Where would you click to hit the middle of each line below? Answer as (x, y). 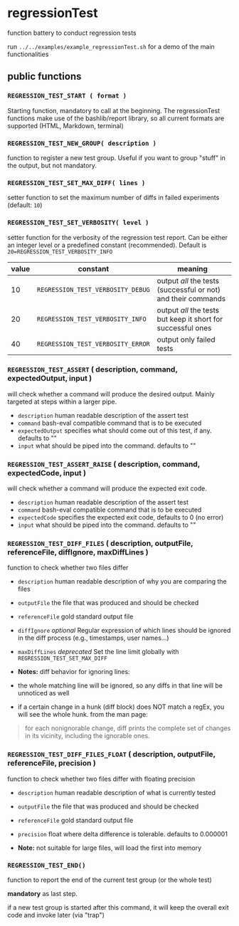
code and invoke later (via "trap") (56, 915)
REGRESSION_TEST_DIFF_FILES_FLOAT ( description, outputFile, (111, 754)
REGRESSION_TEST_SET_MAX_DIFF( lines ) (76, 183)
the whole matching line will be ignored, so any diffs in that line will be (120, 685)
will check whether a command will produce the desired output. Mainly (111, 394)
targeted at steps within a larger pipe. (62, 401)
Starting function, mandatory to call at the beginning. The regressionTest (114, 110)
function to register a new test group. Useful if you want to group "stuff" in (117, 157)
